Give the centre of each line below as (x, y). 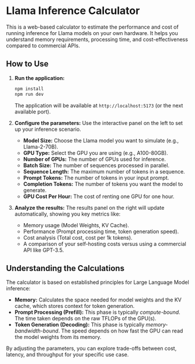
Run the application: (40, 78)
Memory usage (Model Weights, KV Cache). (76, 225)
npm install (29, 89)
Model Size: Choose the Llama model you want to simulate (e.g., (101, 140)
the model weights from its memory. (58, 337)
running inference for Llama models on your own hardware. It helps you (92, 33)
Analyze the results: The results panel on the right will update (89, 207)
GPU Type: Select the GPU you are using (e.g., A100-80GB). (95, 152)
